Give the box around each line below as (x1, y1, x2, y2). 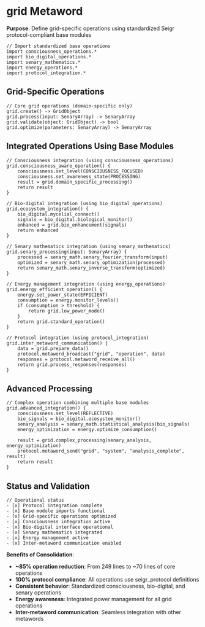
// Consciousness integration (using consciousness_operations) (6, 157, 174, 163)
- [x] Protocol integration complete (6, 502, 103, 509)
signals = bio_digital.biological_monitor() (17, 216, 133, 222)
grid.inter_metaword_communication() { (6, 340, 108, 346)
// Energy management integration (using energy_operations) (6, 281, 166, 287)
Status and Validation (6, 481, 90, 491)
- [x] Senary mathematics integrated (6, 529, 103, 535)
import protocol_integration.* (6, 69, 86, 76)
